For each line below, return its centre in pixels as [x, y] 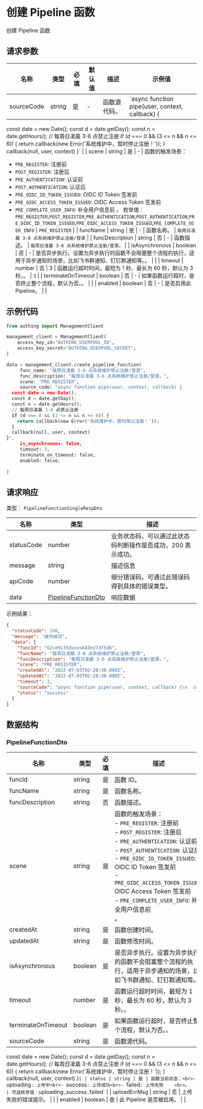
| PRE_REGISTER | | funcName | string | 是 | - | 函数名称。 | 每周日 [113, 230]
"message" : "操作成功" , [40, 637]
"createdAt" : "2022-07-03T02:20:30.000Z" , [71, 671]
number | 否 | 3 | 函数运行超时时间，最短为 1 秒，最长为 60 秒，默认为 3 [104, 268]
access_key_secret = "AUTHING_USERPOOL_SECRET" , [77, 348]
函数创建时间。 [136, 930]
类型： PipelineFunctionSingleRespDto [54, 508]
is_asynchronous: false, [51, 444]
